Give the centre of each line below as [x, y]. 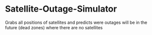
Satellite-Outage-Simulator [61, 9]
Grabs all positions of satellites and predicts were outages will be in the [76, 22]
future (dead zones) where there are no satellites [54, 27]
